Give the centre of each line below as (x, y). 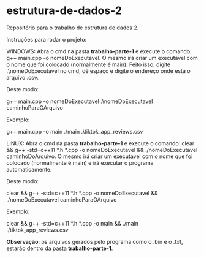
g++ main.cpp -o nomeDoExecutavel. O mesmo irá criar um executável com (102, 58)
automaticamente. (29, 169)
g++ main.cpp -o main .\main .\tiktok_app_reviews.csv (75, 131)
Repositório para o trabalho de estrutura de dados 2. (73, 28)
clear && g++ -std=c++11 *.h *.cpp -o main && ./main (73, 223)
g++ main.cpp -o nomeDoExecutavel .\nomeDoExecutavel (80, 101)
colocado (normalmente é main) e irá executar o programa (80, 162)
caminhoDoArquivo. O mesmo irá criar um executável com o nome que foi (100, 156)
